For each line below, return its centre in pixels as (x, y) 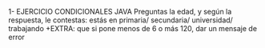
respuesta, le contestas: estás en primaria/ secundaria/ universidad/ (121, 20)
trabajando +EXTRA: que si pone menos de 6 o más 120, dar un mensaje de (133, 28)
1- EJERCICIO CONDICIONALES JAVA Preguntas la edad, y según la (120, 12)
